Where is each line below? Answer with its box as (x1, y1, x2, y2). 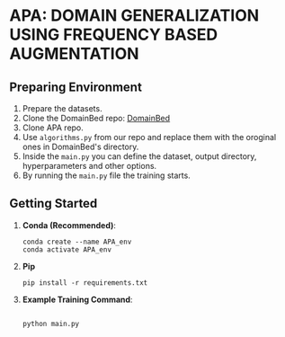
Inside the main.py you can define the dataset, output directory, (22, 151, 257, 162)
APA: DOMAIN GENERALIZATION (9, 5, 260, 26)
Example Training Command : (22, 294, 133, 305)
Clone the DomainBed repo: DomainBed (22, 113, 171, 123)
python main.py (22, 319, 80, 328)
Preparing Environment (9, 79, 142, 94)
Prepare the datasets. (22, 103, 102, 113)
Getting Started (9, 196, 98, 211)
